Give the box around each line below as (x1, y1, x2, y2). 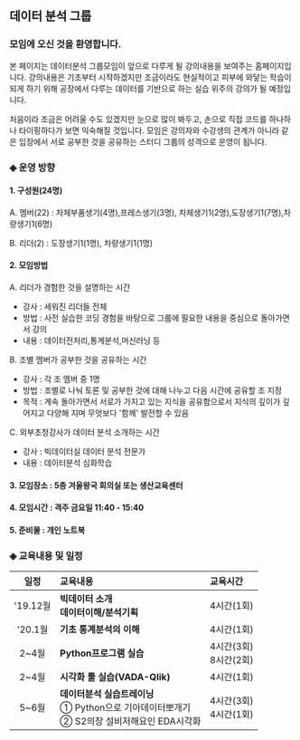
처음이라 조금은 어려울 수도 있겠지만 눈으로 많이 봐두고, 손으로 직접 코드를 (9, 113, 267, 124)
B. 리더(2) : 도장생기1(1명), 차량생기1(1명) (9, 237, 154, 248)
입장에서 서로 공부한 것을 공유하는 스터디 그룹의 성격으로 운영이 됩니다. (18, 136, 267, 147)
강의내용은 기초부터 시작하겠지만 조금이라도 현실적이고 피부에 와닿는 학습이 (28, 72, 292, 82)
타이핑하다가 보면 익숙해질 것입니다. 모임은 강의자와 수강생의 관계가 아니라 (18, 125, 280, 136)
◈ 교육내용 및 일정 (9, 549, 83, 562)
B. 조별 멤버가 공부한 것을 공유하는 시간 (9, 354, 147, 365)
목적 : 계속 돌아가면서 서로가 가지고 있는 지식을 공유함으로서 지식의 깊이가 (22, 397, 281, 408)
